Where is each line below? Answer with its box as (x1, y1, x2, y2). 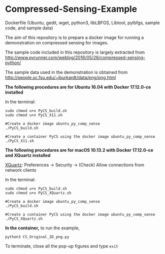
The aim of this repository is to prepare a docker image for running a (5, 34, 144, 40)
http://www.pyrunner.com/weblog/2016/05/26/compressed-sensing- (5, 54, 145, 60)
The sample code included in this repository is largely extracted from (5, 49, 145, 55)
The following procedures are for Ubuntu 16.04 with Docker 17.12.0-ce (5, 84, 151, 90)
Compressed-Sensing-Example (5, 3, 137, 15)
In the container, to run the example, (5, 225, 80, 231)
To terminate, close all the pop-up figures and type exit (5, 243, 118, 249)
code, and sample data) (5, 25, 53, 31)
